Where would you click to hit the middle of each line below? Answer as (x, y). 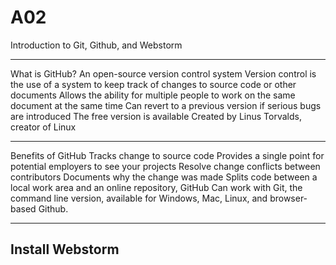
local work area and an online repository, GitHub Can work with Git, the (156, 187)
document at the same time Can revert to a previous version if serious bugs (166, 105)
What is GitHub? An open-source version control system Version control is (163, 73)
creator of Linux (43, 127)
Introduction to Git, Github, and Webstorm (96, 45)
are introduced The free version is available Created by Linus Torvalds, (156, 116)
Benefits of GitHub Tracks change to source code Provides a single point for (167, 155)
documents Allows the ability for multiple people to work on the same (153, 95)
